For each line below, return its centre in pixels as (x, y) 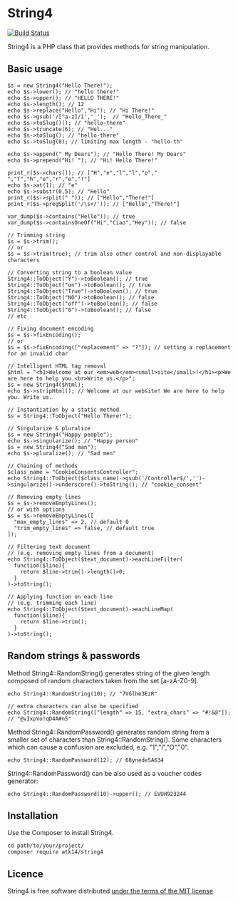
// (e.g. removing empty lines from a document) (81, 553)
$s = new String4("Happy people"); (60, 435)
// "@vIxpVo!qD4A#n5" (40, 719)
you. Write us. (30, 397)
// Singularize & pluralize (49, 428)
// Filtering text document (49, 546)
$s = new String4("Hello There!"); (60, 85)
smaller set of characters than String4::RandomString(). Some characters (115, 740)
